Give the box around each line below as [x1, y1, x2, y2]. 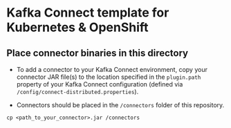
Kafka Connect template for [6, 5, 169, 21]
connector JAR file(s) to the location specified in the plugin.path [16, 73, 201, 81]
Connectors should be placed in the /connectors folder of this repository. [16, 101, 225, 109]
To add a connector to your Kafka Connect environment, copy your [16, 66, 208, 73]
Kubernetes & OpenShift [6, 19, 149, 35]
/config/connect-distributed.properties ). [16, 88, 139, 95]
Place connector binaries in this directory [6, 47, 188, 59]
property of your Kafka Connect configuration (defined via [16, 80, 183, 88]
